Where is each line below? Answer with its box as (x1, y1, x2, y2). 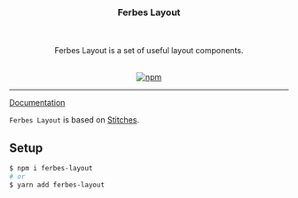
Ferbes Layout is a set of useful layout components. (54, 45, 244, 56)
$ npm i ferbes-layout (9, 164, 93, 173)
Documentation (9, 98, 66, 108)
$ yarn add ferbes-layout (9, 180, 105, 189)
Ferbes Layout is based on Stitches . (9, 115, 140, 125)
